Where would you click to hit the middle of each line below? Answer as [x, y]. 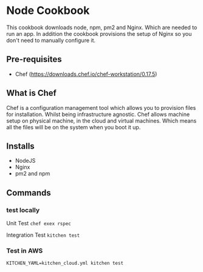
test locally [23, 210]
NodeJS [25, 161]
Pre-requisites [34, 59]
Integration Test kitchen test [43, 235]
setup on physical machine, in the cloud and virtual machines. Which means [101, 121]
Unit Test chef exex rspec [39, 223]
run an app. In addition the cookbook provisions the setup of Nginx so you [99, 33]
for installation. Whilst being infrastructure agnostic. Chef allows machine [98, 114]
